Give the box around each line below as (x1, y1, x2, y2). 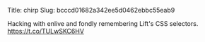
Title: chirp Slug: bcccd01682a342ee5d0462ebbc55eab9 (7, 6, 175, 14)
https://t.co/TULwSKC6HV (7, 27, 85, 35)
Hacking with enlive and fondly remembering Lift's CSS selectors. (7, 20, 199, 27)
